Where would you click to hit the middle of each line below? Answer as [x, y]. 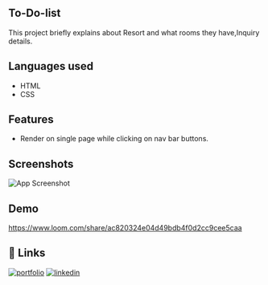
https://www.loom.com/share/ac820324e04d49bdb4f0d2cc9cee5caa [126, 228]
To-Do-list [35, 13]
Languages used [51, 66]
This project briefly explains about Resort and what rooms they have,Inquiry [134, 32]
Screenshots [41, 164]
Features [31, 120]
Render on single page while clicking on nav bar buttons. [114, 139]
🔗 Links [27, 253]
